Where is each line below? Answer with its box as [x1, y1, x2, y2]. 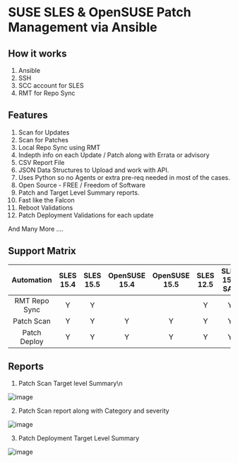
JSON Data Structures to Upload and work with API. [18, 166, 169, 174]
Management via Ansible [8, 19, 157, 35]
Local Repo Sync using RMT [18, 143, 101, 152]
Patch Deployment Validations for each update [18, 210, 154, 219]
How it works [8, 47, 67, 59]
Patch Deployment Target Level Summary [18, 434, 140, 442]
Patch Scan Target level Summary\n [18, 379, 123, 388]
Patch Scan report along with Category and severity [18, 406, 169, 415]
